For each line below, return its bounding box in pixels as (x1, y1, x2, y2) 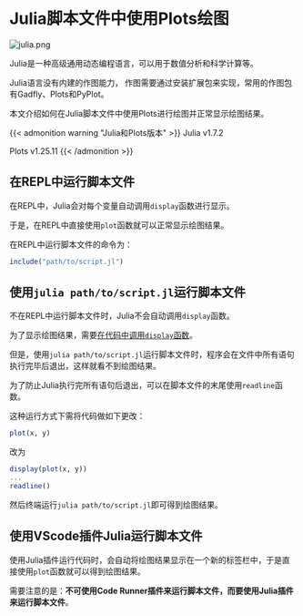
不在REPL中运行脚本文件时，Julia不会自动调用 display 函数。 (9, 311, 235, 322)
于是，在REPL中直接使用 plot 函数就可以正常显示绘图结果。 (9, 220, 229, 231)
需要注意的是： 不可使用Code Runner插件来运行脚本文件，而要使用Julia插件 (9, 585, 294, 596)
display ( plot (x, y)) (9, 465, 88, 474)
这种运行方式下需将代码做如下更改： (9, 411, 146, 422)
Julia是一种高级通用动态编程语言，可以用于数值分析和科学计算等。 (9, 57, 258, 68)
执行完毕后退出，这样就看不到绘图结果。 (9, 361, 161, 372)
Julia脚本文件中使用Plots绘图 (9, 8, 229, 29)
